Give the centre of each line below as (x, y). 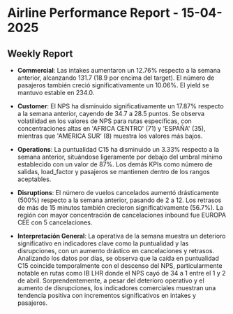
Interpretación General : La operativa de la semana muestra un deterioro (121, 236)
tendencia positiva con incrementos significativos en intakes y (107, 295)
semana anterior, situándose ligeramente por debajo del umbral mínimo (120, 157)
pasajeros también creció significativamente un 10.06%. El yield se (113, 85)
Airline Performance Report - (93, 13)
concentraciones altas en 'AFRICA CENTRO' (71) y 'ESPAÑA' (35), (111, 128)
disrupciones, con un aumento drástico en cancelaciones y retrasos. (116, 251)
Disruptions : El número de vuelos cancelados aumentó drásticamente (118, 193)
